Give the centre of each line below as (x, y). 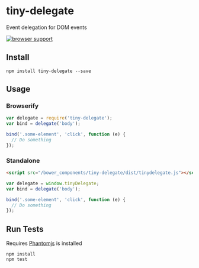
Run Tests (25, 229)
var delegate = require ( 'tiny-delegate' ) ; (59, 118)
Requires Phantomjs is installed (44, 243)
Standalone (23, 160)
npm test (17, 259)
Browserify (23, 106)
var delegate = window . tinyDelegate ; (53, 183)
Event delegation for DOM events (46, 27)
